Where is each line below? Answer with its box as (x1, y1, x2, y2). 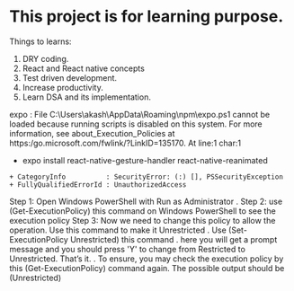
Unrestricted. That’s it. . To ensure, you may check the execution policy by (9, 253, 284, 264)
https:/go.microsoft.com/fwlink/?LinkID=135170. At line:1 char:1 (9, 137, 241, 148)
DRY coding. (22, 53, 69, 64)
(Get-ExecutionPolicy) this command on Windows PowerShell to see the (9, 205, 276, 216)
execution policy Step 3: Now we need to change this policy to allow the (9, 215, 276, 225)
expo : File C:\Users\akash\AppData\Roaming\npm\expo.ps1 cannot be (9, 109, 271, 119)
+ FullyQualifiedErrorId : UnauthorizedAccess (9, 180, 187, 190)
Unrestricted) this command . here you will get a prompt (70, 234, 278, 244)
